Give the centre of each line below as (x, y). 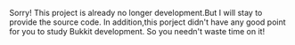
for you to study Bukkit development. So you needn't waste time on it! (137, 31)
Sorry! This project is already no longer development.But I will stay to (136, 13)
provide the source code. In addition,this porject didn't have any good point (148, 22)
